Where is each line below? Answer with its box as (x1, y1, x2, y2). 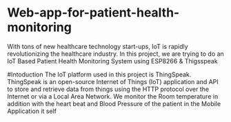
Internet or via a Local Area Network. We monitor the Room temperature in (7, 92, 219, 101)
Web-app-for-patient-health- (7, 5, 180, 21)
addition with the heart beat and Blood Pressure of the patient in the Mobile (7, 99, 221, 108)
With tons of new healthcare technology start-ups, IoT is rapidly (7, 42, 188, 50)
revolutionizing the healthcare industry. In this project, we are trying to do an (7, 50, 224, 58)
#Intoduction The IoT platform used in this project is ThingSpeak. (7, 70, 192, 79)
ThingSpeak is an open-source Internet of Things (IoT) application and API (7, 77, 219, 85)
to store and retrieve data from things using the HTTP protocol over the (7, 85, 209, 93)
